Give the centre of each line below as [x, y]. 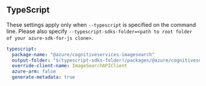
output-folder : [31, 60]
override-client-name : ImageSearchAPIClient [70, 66]
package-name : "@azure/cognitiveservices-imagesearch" [83, 54]
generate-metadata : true [44, 77]
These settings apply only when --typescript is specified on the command [101, 24]
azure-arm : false [34, 72]
